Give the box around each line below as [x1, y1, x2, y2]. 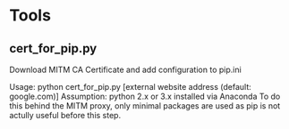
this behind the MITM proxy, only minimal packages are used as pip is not [9, 101, 281, 111]
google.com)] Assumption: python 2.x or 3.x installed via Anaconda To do [9, 91, 281, 101]
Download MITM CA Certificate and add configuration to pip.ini [9, 64, 242, 75]
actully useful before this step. [9, 110, 122, 120]
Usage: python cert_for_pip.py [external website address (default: [9, 82, 252, 92]
